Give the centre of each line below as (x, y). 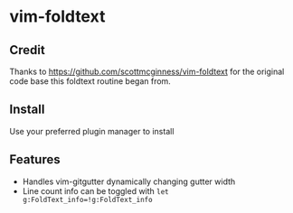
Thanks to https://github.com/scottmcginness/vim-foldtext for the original (147, 71)
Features (35, 160)
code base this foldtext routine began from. (90, 81)
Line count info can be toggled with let (95, 190)
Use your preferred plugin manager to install (92, 131)
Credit (27, 50)
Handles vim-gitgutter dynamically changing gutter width (129, 181)
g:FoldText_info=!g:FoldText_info (87, 199)
